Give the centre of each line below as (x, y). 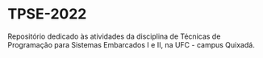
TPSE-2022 (47, 14)
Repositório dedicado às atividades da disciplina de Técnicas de (114, 36)
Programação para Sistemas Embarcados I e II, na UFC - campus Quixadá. (131, 44)
